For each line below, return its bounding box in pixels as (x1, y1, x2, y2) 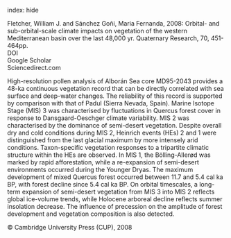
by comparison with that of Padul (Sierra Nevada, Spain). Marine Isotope (7, 99, 215, 107)
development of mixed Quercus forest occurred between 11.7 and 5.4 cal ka (7, 173, 223, 181)
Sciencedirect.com (7, 64, 61, 71)
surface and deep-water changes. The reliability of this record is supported (7, 92, 223, 100)
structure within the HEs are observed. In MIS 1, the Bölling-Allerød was (7, 151, 211, 159)
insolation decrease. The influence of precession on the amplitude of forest (7, 203, 223, 210)
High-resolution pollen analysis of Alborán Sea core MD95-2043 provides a (7, 77, 223, 85)
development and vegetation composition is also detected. (7, 210, 175, 218)
